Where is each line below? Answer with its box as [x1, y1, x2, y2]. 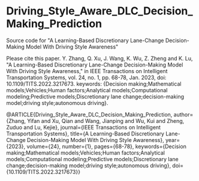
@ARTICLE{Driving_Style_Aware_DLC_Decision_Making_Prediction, [6, 111, 173, 118]
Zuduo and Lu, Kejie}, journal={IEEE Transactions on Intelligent [6, 123, 161, 131]
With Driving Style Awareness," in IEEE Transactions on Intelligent [6, 67, 168, 74]
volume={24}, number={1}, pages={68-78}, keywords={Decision [26, 143, 187, 150]
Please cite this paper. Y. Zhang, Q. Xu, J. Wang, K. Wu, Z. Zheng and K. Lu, [6, 55, 193, 62]
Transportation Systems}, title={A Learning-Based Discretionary [6, 130, 165, 137]
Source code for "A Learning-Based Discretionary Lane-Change [6, 37, 164, 44]
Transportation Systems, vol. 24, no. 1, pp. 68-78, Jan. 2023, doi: [6, 74, 167, 81]
